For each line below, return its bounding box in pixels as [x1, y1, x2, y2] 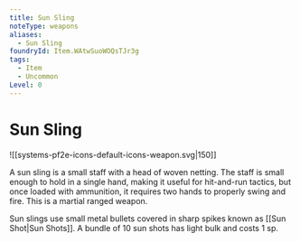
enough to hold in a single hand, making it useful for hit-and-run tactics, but [9, 176, 292, 187]
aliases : [9, 30, 42, 39]
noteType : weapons [9, 22, 79, 31]
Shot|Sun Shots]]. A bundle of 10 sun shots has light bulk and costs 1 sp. [9, 222, 278, 233]
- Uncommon [17, 72, 59, 81]
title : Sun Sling [9, 13, 75, 23]
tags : [9, 55, 30, 64]
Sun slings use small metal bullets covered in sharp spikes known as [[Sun [9, 213, 286, 224]
